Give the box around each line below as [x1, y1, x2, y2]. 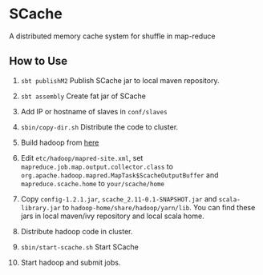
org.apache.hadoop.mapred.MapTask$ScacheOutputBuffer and [20, 169, 219, 180]
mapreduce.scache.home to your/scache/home [20, 178, 165, 188]
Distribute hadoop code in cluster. [20, 226, 133, 236]
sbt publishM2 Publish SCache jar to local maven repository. [20, 75, 220, 85]
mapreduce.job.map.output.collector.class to [20, 161, 173, 171]
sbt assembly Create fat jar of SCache [20, 91, 147, 101]
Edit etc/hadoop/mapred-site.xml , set [20, 153, 144, 162]
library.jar [20, 204, 61, 212]
